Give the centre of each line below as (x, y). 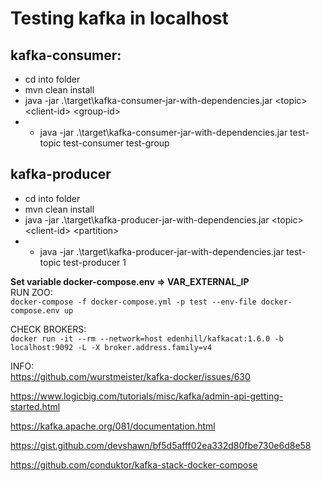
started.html (35, 406)
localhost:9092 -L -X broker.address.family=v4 (111, 347)
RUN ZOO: (31, 292)
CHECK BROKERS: (48, 329)
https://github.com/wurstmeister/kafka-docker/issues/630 (130, 376)
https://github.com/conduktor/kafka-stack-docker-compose (134, 464)
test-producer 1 (95, 262)
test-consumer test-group (116, 143)
